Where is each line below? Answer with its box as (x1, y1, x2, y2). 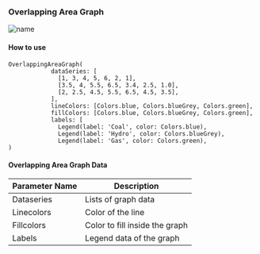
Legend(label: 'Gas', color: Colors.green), (58, 137, 208, 144)
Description (113, 180, 159, 191)
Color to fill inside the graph (84, 219, 189, 230)
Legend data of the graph (84, 233, 180, 244)
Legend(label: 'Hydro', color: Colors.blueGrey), (58, 129, 225, 137)
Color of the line (84, 206, 145, 217)
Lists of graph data (84, 194, 155, 205)
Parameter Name (12, 180, 78, 191)
